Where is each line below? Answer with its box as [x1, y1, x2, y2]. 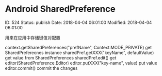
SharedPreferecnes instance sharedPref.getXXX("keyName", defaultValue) [5, 50, 154, 56]
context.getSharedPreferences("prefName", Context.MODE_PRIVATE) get [5, 44, 152, 50]
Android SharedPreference [5, 3, 115, 15]
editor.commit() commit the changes [5, 65, 78, 71]
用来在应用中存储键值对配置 [5, 35, 61, 40]
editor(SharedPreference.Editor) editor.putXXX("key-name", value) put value [5, 60, 158, 66]
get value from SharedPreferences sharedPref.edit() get [5, 55, 116, 60]
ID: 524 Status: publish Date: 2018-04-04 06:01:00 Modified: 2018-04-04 [5, 19, 152, 25]
